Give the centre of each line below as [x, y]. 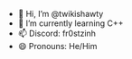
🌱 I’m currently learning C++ [71, 23]
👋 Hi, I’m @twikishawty [61, 14]
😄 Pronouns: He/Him [57, 46]
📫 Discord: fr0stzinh [57, 33]
